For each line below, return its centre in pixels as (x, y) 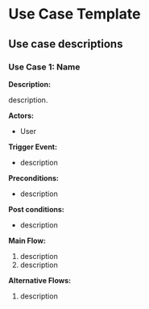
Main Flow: (27, 240)
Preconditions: (33, 177)
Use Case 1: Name (44, 67)
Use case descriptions (66, 44)
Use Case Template (74, 14)
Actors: (21, 115)
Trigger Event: (33, 147)
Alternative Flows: (39, 280)
